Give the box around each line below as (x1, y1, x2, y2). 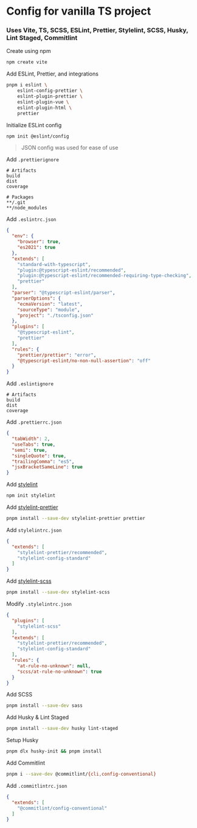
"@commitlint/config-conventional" (17, 805, 108, 811)
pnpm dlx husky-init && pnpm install (6, 748, 102, 754)
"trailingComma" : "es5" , (12, 458, 75, 465)
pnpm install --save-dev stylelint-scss (6, 589, 111, 595)
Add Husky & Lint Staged (6, 714, 69, 721)
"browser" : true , (17, 239, 61, 245)
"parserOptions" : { (12, 295, 61, 301)
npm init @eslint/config (6, 133, 69, 139)
